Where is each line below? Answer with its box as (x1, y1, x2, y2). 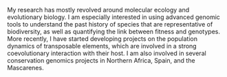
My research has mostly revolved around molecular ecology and (7, 6, 190, 14)
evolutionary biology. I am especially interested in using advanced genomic (7, 13, 220, 21)
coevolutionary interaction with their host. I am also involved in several (7, 49, 206, 57)
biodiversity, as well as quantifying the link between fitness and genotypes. (7, 27, 220, 35)
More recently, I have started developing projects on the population (7, 35, 198, 43)
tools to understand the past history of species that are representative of (7, 20, 213, 28)
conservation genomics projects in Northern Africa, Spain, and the (7, 57, 195, 64)
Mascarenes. (7, 64, 44, 72)
